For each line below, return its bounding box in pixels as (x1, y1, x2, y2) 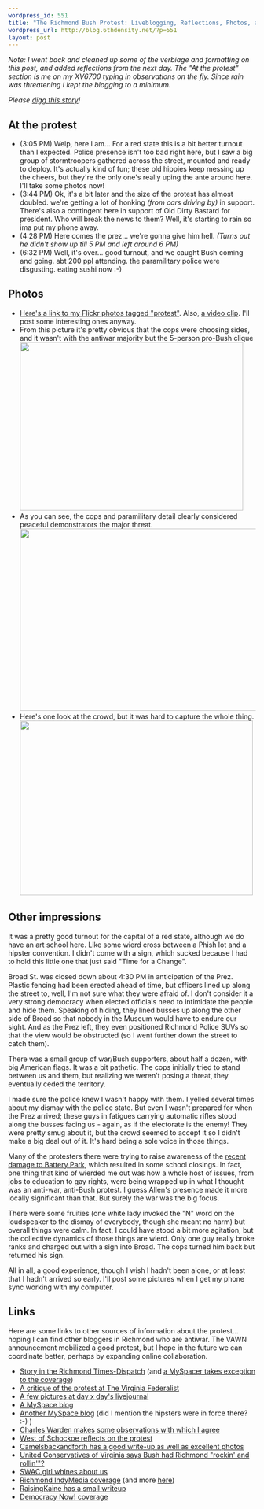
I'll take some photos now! (19, 181, 104, 190)
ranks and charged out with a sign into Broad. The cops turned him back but (8, 1241, 255, 1252)
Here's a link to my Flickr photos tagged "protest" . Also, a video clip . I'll (19, 308, 250, 317)
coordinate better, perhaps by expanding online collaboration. (8, 1351, 208, 1360)
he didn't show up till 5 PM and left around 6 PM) (19, 239, 179, 249)
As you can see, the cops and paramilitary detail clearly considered (19, 511, 238, 520)
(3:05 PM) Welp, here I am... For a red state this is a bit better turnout (19, 139, 243, 149)
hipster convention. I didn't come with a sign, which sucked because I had (8, 948, 248, 957)
